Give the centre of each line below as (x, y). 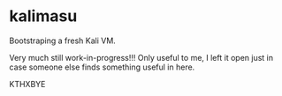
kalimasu (43, 16)
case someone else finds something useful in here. (102, 67)
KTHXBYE (27, 84)
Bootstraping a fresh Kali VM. (63, 41)
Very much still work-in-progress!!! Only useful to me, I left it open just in (141, 57)
